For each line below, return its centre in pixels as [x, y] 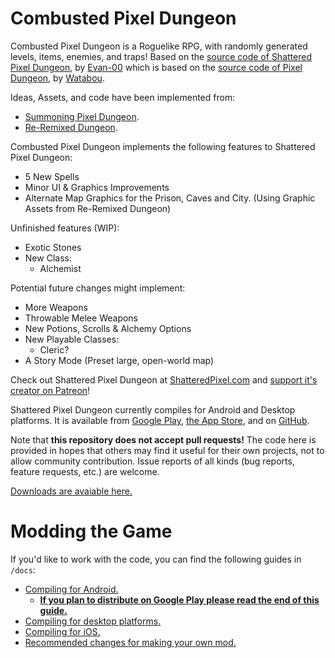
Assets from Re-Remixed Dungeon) [98, 208]
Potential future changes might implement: [98, 288]
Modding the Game [91, 531]
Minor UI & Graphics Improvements [97, 187]
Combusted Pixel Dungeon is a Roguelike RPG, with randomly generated [159, 46]
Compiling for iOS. [62, 631]
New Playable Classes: [72, 339]
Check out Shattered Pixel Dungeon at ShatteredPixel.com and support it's [164, 379]
